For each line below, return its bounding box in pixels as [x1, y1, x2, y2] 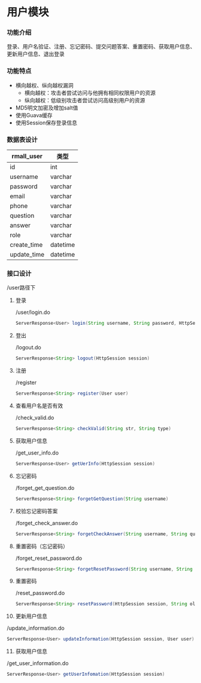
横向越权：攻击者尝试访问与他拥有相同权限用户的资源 [24, 89, 156, 96]
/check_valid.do [15, 414, 54, 421]
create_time [10, 240, 43, 249]
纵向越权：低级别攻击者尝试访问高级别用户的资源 [24, 96, 145, 103]
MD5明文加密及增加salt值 [15, 104, 78, 111]
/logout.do [15, 344, 41, 351]
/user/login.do [15, 309, 50, 316]
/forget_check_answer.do [15, 519, 78, 526]
